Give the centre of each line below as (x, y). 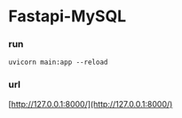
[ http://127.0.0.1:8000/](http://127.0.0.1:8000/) (91, 104)
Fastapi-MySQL (67, 16)
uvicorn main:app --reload (58, 63)
